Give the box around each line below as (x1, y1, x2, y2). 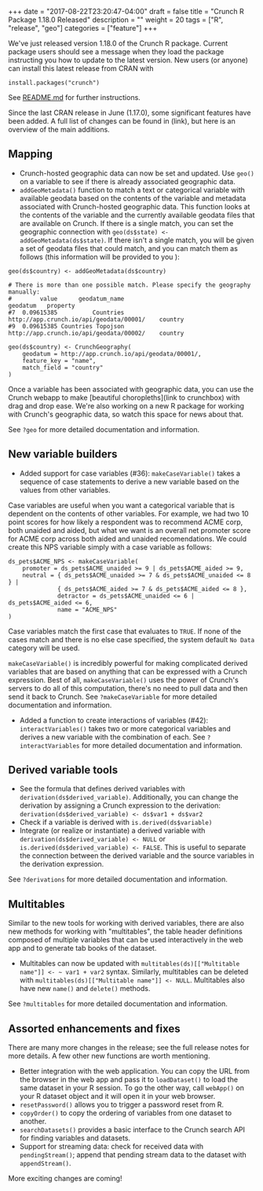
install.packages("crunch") (8, 79, 100, 87)
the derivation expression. (19, 860, 104, 869)
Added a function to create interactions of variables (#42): (19, 716, 209, 725)
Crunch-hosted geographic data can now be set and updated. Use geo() (19, 168, 255, 178)
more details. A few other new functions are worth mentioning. (8, 1051, 210, 1061)
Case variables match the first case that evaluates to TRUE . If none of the (8, 626, 242, 636)
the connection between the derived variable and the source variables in (19, 851, 255, 860)
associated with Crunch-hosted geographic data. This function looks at (19, 202, 250, 211)
